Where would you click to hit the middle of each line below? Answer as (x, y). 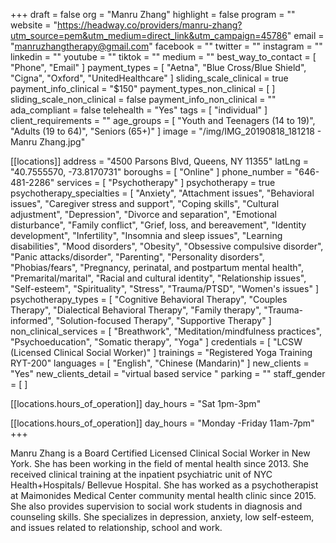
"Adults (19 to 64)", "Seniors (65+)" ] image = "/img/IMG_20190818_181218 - (166, 131)
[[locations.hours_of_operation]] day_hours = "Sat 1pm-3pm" (136, 403)
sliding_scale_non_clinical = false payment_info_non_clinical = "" (143, 99)
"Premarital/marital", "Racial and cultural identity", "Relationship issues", (158, 278)
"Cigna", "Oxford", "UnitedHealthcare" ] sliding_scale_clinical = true (149, 78)
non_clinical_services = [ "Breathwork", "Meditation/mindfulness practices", (166, 331)
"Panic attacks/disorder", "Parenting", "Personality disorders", (137, 257)
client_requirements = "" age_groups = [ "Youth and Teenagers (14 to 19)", (163, 120)
